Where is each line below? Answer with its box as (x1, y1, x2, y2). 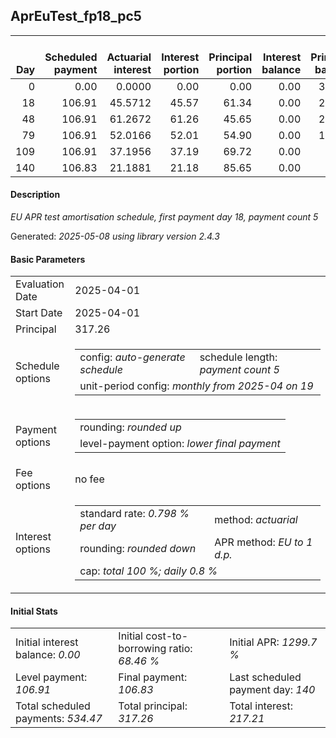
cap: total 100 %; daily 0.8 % (79, 564, 218, 578)
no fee (74, 472, 105, 486)
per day (79, 519, 117, 533)
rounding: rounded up (79, 420, 182, 434)
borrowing (118, 642, 167, 656)
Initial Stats (10, 605, 58, 617)
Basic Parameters (10, 253, 86, 265)
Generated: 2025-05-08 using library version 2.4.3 (10, 230, 220, 243)
